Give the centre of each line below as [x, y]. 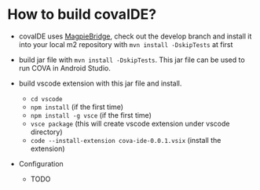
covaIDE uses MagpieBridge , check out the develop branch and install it [135, 36]
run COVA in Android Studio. [64, 68]
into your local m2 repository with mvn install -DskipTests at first [126, 44]
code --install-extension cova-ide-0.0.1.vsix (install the [126, 140]
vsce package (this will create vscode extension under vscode [130, 123]
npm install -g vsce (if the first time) [91, 115]
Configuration [41, 163]
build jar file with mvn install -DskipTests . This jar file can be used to [132, 60]
